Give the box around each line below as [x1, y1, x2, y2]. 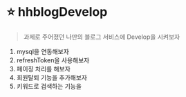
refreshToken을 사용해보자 [16, 55, 90, 64]
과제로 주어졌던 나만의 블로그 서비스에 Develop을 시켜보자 [23, 33, 180, 41]
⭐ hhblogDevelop [6, 4, 108, 20]
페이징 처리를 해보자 [16, 64, 71, 73]
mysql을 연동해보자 [16, 47, 70, 55]
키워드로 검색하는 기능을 [16, 82, 82, 90]
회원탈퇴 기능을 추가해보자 [16, 73, 88, 82]
